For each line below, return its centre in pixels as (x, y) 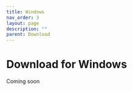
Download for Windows (67, 65)
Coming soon (23, 81)
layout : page (23, 23)
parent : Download (28, 35)
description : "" (27, 29)
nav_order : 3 (23, 18)
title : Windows (26, 12)
